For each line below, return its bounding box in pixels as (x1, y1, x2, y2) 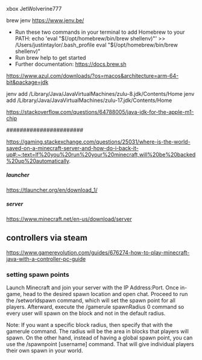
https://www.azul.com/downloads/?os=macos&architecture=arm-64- (6, 72, 179, 79)
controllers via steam (6, 233, 87, 243)
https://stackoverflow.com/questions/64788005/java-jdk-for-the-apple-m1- (6, 109, 194, 115)
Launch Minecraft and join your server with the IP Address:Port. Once (6, 284, 179, 291)
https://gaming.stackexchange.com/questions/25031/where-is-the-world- (6, 138, 191, 145)
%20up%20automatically (6, 157, 69, 165)
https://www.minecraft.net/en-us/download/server (6, 215, 132, 223)
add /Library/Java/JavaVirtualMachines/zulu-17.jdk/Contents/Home (6, 96, 172, 104)
